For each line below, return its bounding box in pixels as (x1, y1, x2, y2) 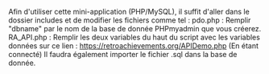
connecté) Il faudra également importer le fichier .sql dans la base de (8, 50, 238, 59)
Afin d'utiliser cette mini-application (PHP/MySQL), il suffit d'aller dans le (8, 7, 250, 16)
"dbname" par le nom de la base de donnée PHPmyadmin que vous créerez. (8, 24, 262, 33)
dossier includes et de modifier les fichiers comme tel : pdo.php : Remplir (8, 15, 251, 25)
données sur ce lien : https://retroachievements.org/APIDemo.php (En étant (8, 41, 259, 51)
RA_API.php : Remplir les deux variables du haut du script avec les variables (8, 32, 260, 42)
